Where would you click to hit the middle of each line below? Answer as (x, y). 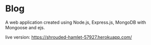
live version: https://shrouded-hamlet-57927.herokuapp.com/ (69, 37)
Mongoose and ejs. (25, 27)
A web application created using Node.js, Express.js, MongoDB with (76, 22)
